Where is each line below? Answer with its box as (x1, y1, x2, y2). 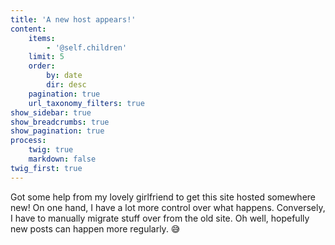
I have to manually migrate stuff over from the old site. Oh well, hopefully (10, 212, 310, 224)
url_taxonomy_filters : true (28, 98, 145, 108)
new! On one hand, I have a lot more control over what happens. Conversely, (10, 201, 326, 213)
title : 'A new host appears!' (10, 14, 137, 25)
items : (28, 33, 56, 43)
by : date (46, 71, 83, 81)
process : (10, 136, 47, 146)
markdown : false (28, 154, 97, 164)
